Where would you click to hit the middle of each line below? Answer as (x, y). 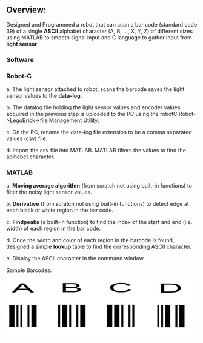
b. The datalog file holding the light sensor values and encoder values (93, 107)
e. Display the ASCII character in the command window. (76, 259)
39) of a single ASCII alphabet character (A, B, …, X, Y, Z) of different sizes (99, 31)
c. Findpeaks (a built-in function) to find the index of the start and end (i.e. (99, 222)
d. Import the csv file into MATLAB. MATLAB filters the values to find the (96, 151)
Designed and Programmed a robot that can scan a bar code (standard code (102, 24)
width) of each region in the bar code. (54, 229)
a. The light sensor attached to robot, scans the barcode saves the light (95, 89)
